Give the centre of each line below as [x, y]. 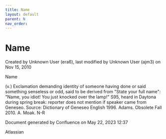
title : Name [17, 10]
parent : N [15, 19]
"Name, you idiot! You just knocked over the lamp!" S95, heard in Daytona [81, 97]
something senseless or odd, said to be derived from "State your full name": [83, 92]
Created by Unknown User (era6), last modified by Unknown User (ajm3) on [83, 62]
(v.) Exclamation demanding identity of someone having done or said [76, 86]
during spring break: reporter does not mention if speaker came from [76, 102]
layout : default [22, 14]
